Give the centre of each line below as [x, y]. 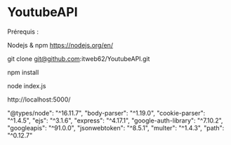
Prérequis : [23, 32]
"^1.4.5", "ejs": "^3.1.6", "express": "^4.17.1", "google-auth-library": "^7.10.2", [115, 120]
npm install [23, 72]
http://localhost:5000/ [39, 99]
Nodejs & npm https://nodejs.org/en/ [60, 45]
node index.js [27, 85]
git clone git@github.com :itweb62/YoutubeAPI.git [79, 58]
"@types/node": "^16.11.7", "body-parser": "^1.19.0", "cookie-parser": [106, 113]
